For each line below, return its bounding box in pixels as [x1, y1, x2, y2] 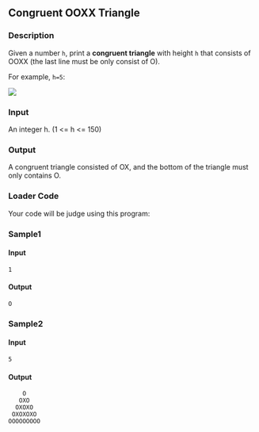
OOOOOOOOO [8, 418, 41, 426]
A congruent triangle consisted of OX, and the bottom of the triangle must [8, 162, 249, 172]
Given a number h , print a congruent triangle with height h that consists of [8, 48, 251, 58]
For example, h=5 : [8, 71, 66, 82]
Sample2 [8, 318, 44, 329]
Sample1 [8, 228, 42, 239]
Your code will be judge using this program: [8, 208, 150, 218]
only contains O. [8, 170, 62, 181]
